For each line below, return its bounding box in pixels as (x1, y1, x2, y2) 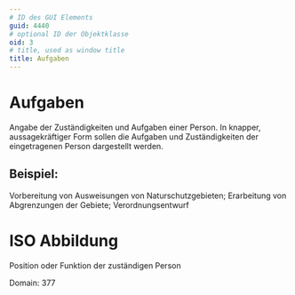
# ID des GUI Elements (9, 12, 93, 22)
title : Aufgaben (9, 54, 69, 63)
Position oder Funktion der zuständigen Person (9, 259, 181, 271)
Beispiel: (9, 166, 59, 182)
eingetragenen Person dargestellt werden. (9, 140, 164, 151)
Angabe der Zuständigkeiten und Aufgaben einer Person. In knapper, (9, 122, 261, 132)
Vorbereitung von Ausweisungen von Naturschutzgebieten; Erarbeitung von (9, 190, 287, 201)
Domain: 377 (9, 277, 56, 288)
